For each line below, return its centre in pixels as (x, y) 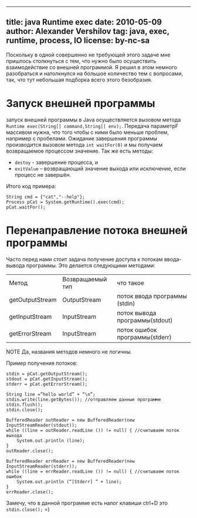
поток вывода (137, 313)
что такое (131, 282)
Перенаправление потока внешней (97, 230)
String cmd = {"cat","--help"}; (45, 197)
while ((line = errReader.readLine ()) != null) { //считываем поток (93, 471)
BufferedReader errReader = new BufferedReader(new (70, 461)
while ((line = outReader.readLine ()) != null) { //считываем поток (93, 430)
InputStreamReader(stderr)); (42, 466)
